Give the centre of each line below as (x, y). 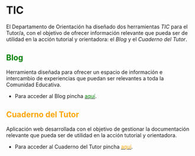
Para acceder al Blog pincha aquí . (56, 96)
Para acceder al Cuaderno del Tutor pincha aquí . (74, 147)
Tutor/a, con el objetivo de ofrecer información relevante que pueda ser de (97, 32)
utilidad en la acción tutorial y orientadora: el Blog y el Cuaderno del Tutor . (97, 39)
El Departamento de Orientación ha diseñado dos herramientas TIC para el (97, 27)
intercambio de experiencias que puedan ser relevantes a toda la (85, 78)
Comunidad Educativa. (34, 84)
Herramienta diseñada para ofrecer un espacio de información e (84, 72)
